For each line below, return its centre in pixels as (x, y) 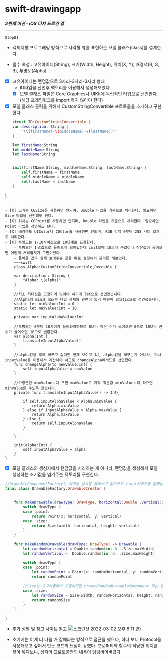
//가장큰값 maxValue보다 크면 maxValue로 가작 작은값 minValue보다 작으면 (84, 383)
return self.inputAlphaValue (62, 423)
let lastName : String (34, 154)
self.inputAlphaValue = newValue (58, 369)
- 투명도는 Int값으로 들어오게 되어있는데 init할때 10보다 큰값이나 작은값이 (82, 248)
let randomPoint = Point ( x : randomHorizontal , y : (84, 572)
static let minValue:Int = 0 (44, 304)
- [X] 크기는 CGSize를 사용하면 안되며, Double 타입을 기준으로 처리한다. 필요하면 (81, 210)
